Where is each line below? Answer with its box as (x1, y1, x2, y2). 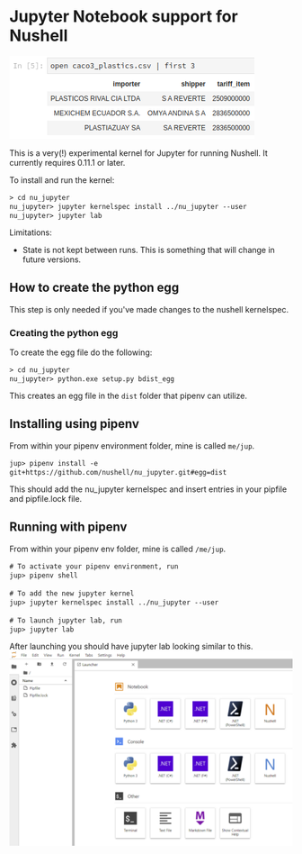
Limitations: (9, 227, 52, 238)
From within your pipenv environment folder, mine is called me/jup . (9, 440, 255, 451)
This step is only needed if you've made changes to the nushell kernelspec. (9, 304, 289, 314)
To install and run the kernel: (9, 174, 115, 186)
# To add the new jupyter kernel (9, 588, 135, 598)
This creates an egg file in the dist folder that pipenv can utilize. (9, 390, 247, 402)
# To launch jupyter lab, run (9, 615, 123, 625)
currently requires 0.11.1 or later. (9, 157, 126, 168)
